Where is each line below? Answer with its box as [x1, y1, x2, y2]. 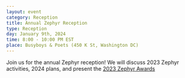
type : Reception [6, 25, 47, 32]
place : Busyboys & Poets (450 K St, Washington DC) [6, 43, 139, 49]
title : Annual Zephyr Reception [6, 20, 87, 26]
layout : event [6, 8, 42, 15]
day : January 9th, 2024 [6, 31, 66, 37]
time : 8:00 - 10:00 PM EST [6, 37, 74, 43]
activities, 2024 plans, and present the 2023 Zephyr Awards [6, 65, 155, 72]
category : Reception [6, 14, 58, 20]
